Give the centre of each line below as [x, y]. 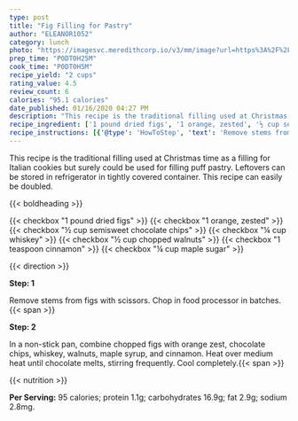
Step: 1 [22, 283]
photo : [21, 51]
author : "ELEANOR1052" [51, 34]
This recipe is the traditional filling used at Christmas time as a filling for [140, 158]
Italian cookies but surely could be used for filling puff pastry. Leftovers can [147, 167]
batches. [266, 300]
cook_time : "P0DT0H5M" [51, 67]
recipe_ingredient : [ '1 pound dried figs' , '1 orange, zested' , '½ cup [144, 125]
